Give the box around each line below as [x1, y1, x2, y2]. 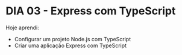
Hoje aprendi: [5, 24, 40, 31]
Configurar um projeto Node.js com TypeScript [14, 35, 131, 42]
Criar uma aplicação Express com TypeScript [14, 42, 127, 49]
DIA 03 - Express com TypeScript [5, 4, 176, 18]
